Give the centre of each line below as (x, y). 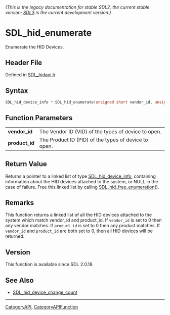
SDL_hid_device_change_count (45, 292)
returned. (15, 236)
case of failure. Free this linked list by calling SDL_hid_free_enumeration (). (82, 187)
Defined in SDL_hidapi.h (30, 75)
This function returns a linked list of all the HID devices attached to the (79, 215)
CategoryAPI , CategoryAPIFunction (42, 307)
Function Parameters (39, 118)
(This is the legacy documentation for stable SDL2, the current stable (77, 7)
